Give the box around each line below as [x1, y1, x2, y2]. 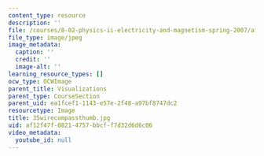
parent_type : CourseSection [8, 92, 101, 100]
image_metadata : [8, 41, 61, 49]
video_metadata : [8, 128, 61, 136]
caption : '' [15, 48, 55, 56]
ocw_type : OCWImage [8, 77, 72, 85]
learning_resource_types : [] [8, 70, 104, 78]
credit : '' [15, 56, 51, 64]
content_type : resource [8, 11, 86, 20]
